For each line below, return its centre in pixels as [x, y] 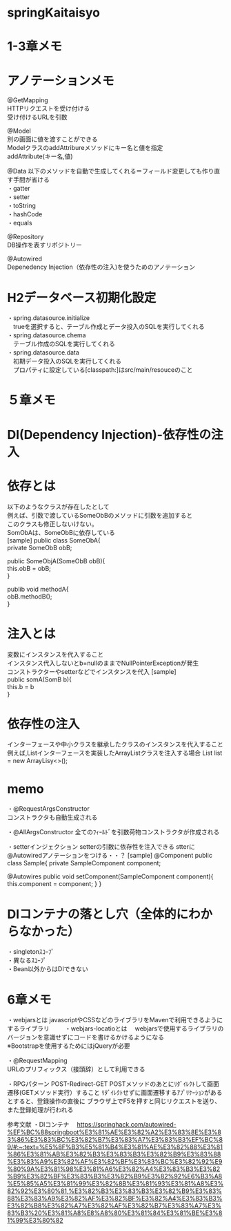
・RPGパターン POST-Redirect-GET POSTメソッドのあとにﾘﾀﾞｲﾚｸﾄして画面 [113, 1084]
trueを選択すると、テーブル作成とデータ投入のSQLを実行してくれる [109, 327]
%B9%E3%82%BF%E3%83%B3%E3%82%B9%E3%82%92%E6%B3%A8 [115, 1176]
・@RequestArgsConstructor [48, 809]
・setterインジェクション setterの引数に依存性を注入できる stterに [101, 847]
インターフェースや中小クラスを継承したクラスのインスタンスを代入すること [115, 744]
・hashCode [25, 214]
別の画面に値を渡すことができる [52, 139]
